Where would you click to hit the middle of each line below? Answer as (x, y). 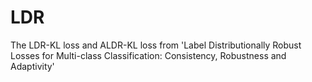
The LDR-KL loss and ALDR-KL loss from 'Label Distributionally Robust (156, 45)
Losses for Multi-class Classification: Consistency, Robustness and (148, 55)
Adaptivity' (32, 66)
